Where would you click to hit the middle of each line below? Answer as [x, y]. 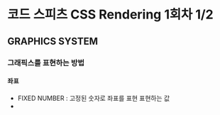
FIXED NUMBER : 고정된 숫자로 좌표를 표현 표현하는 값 [94, 98]
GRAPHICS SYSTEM [53, 41]
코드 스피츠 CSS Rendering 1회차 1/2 [111, 15]
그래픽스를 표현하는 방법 [46, 62]
